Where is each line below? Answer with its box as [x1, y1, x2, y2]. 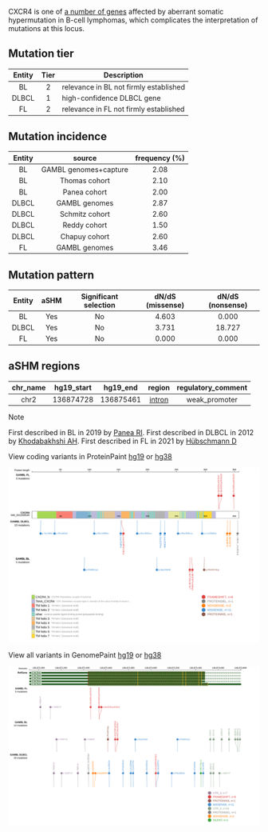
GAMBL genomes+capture [41, 165, 129, 174]
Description [103, 70, 144, 80]
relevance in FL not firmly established [61, 104, 185, 114]
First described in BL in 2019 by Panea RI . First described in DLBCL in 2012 [8, 428, 254, 437]
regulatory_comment [176, 383, 248, 393]
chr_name [11, 383, 46, 393]
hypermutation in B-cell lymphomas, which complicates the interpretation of [8, 15, 258, 25]
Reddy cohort [62, 220, 108, 230]
